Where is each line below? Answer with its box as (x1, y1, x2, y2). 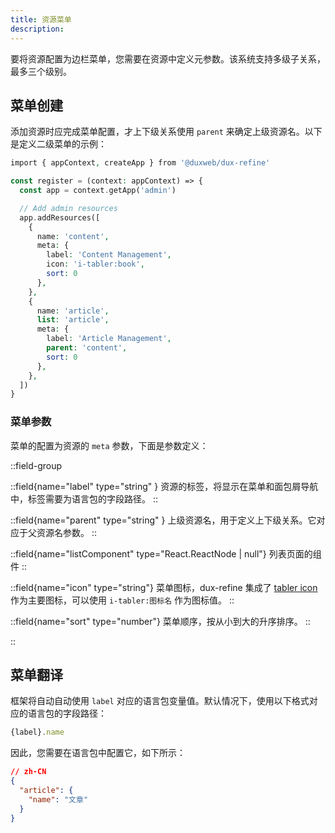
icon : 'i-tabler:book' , (46, 259, 145, 270)
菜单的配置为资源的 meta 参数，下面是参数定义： (10, 439, 209, 451)
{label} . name (10, 727, 65, 738)
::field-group (10, 459, 63, 471)
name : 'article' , (36, 306, 110, 316)
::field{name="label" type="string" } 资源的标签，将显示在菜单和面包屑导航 (10, 480, 319, 492)
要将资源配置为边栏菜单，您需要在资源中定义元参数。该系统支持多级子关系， (10, 52, 326, 65)
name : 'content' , (36, 231, 110, 241)
